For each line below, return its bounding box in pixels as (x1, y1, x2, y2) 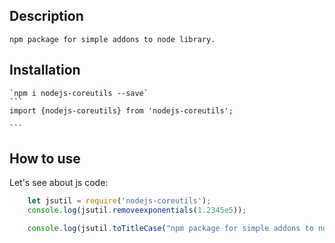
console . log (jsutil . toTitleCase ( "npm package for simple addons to (27, 224, 314, 234)
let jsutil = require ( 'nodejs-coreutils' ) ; (27, 196, 212, 206)
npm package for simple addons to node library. (9, 34, 216, 44)
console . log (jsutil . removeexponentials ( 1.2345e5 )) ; (27, 205, 247, 216)
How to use (9, 150, 81, 168)
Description (9, 8, 84, 25)
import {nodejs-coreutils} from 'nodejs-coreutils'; (9, 105, 234, 116)
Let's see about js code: (9, 177, 109, 189)
